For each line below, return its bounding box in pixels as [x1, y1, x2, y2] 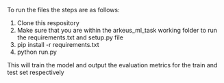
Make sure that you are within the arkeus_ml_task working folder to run [16, 27, 218, 34]
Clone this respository [16, 19, 80, 27]
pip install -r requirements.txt [16, 41, 99, 48]
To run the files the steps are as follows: [7, 6, 120, 14]
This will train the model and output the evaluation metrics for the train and [7, 61, 218, 69]
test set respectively [7, 68, 64, 76]
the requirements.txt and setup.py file [16, 33, 123, 41]
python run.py [16, 48, 57, 56]
